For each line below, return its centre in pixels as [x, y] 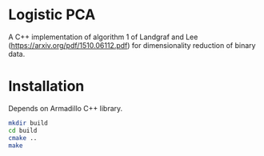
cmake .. [23, 138]
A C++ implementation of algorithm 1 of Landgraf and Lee [103, 37]
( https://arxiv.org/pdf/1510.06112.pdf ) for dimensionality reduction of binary [132, 45]
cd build [23, 130]
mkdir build [28, 123]
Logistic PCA [52, 15]
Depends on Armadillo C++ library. [66, 108]
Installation [46, 86]
